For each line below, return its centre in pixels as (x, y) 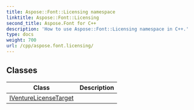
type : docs (20, 35)
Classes (22, 70)
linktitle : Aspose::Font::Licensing (53, 18)
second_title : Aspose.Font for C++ (51, 23)
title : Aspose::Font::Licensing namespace (61, 12)
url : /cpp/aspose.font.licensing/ (50, 46)
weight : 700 (21, 40)
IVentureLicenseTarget (42, 98)
